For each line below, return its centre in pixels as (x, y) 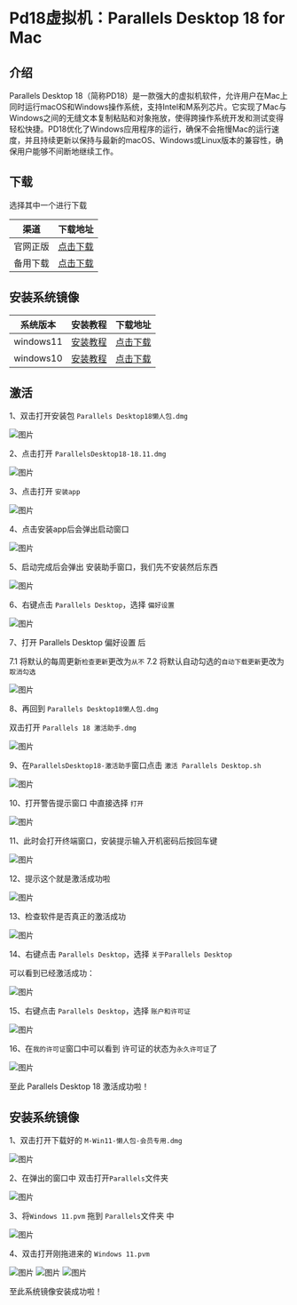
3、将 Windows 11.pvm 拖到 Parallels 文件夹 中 (92, 1216)
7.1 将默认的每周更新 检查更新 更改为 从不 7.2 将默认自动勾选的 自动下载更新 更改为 (147, 661)
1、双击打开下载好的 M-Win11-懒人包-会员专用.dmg (96, 1141)
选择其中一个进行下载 (48, 204)
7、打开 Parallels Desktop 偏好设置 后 (78, 643)
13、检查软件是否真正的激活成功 (68, 917)
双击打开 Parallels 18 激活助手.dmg (73, 728)
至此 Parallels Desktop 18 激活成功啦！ (79, 1086)
